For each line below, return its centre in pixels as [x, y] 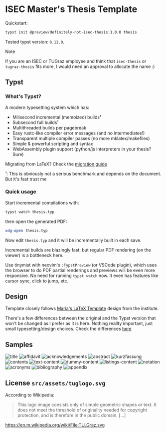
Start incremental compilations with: [42, 202]
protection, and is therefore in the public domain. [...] [72, 415]
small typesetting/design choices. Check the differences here [68, 329]
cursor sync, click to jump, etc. [37, 280]
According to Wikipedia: [30, 395]
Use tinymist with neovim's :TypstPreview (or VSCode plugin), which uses [81, 265]
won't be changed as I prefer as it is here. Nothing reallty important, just [79, 323]
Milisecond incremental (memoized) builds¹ [57, 117]
